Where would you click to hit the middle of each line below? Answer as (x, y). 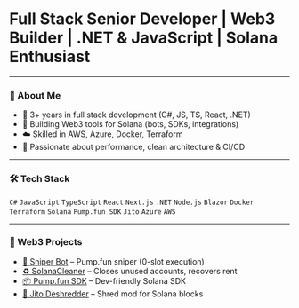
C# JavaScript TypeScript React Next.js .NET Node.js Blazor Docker (132, 202)
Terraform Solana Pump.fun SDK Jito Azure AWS (93, 212)
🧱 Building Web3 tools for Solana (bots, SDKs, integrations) (130, 124)
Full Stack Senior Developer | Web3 (142, 19)
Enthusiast (50, 57)
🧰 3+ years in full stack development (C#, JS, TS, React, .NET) (136, 115)
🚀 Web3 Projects (46, 242)
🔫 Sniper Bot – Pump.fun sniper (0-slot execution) (113, 261)
